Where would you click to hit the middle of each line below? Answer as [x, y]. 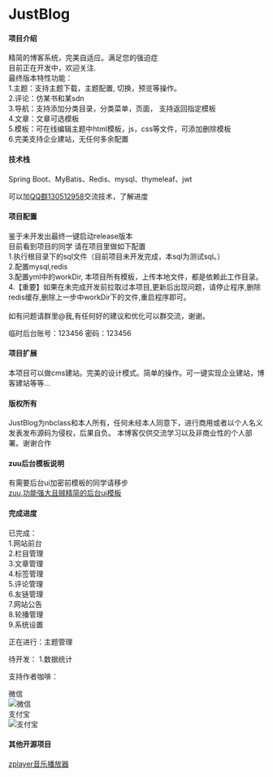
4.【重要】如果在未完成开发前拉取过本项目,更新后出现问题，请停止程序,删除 [135, 286]
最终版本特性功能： [41, 78]
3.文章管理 [26, 563]
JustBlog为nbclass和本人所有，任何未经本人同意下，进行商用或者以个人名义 [136, 423]
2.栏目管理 [26, 553]
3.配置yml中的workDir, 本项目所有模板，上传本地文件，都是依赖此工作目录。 [136, 277]
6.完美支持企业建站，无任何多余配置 [69, 139]
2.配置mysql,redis [38, 266]
